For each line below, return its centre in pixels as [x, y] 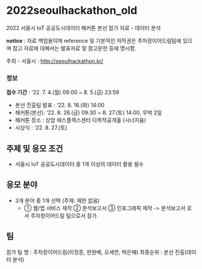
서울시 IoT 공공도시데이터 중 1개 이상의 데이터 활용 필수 [79, 164]
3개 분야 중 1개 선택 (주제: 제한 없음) [57, 200]
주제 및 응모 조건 [35, 148]
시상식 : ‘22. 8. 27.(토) [41, 128]
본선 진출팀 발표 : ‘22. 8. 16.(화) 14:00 [60, 105]
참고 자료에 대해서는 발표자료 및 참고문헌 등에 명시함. [74, 48]
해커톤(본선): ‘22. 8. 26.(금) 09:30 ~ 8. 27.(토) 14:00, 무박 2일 [88, 113]
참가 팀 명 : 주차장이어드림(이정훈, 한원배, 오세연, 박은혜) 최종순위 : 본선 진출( [96, 252]
